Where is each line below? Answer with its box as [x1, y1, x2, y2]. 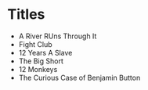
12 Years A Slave [18, 48, 73, 57]
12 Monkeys [18, 64, 58, 74]
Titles [7, 5, 45, 23]
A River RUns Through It [18, 31, 97, 41]
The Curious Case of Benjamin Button [18, 73, 141, 82]
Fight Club [18, 39, 52, 49]
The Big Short [18, 56, 64, 66]
